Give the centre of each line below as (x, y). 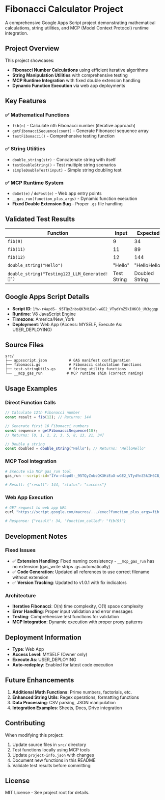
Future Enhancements (40, 680)
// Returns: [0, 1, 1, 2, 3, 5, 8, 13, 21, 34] (55, 435)
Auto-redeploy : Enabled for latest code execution (63, 664)
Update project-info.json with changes (53, 755)
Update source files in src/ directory (49, 745)
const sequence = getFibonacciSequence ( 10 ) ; (51, 431)
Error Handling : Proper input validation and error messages (72, 611)
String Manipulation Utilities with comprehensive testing (70, 75)
